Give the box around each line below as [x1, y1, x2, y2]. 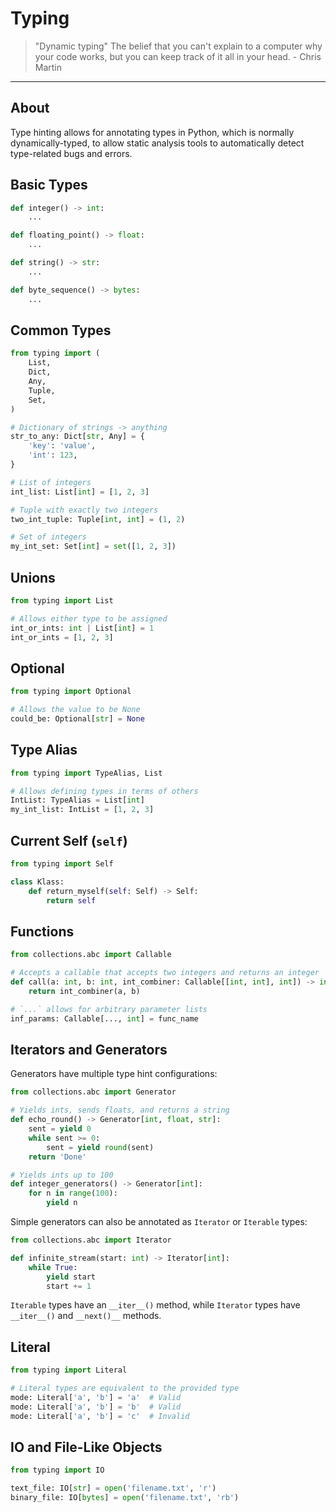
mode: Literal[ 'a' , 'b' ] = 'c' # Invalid [10, 1411, 190, 1421]
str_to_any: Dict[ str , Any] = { [10, 432, 145, 442]
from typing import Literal [10, 1365, 128, 1376]
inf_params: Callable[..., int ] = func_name [10, 1013, 199, 1024]
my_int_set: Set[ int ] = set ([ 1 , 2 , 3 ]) [10, 542, 177, 552]
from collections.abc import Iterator [10, 1235, 172, 1245]
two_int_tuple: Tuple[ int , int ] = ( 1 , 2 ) [10, 514, 186, 524]
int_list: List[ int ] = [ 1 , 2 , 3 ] [10, 487, 150, 497]
